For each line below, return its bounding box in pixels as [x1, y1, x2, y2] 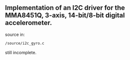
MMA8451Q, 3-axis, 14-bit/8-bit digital [5, 12, 125, 20]
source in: [5, 31, 25, 37]
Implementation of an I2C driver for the [5, 4, 125, 12]
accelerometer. [5, 19, 52, 27]
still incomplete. [5, 49, 37, 55]
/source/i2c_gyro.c [5, 41, 45, 46]
